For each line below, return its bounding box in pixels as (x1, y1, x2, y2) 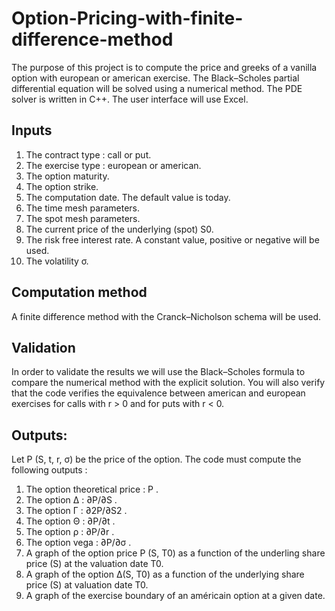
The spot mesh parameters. (25, 212, 141, 224)
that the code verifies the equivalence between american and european (11, 387, 306, 399)
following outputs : (11, 464, 88, 476)
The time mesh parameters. (25, 202, 141, 214)
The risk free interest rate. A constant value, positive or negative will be (25, 233, 320, 246)
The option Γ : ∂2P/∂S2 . (25, 505, 128, 517)
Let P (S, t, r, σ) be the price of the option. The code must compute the (11, 453, 302, 466)
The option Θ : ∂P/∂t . (25, 515, 116, 527)
